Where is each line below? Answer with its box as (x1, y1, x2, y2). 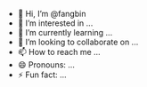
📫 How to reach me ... (17, 47, 101, 57)
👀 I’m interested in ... (17, 18, 94, 28)
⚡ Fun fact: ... (17, 69, 67, 80)
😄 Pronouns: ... (17, 59, 76, 70)
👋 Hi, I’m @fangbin (17, 9, 86, 19)
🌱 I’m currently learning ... (17, 28, 113, 37)
